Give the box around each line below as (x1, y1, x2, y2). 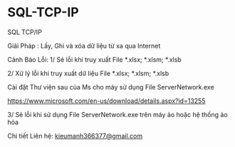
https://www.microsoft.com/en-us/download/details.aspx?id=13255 (7, 97, 206, 105)
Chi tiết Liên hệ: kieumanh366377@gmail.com (7, 131, 143, 140)
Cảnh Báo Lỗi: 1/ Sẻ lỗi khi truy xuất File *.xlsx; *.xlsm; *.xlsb (7, 55, 182, 64)
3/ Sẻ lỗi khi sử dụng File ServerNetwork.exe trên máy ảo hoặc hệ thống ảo (7, 110, 228, 119)
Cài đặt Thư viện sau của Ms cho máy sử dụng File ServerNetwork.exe (7, 82, 215, 91)
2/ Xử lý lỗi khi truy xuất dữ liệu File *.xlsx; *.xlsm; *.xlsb (7, 69, 169, 77)
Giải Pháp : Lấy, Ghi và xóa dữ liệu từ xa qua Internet (7, 41, 161, 50)
